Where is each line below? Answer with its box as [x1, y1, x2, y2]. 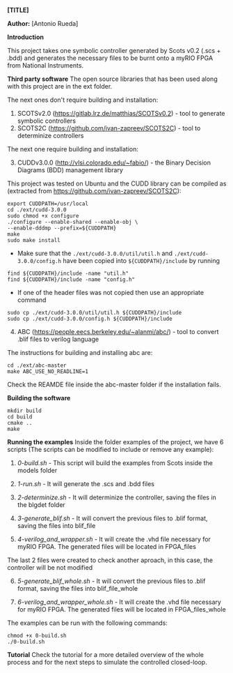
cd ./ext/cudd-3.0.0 [7, 206, 67, 213]
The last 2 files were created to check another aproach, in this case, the [7, 556, 214, 564]
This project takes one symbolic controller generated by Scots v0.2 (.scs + [7, 47, 221, 54]
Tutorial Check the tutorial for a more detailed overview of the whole [7, 651, 204, 658]
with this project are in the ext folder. [7, 82, 113, 90]
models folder [17, 467, 58, 474]
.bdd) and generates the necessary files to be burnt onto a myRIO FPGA [7, 54, 214, 62]
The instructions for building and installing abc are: [7, 349, 153, 356]
